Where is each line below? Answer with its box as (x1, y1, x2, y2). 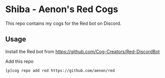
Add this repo (5, 58, 34, 64)
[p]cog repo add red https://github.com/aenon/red (5, 68, 115, 73)
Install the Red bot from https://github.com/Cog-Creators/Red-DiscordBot (5, 48, 160, 54)
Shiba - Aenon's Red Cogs (5, 4, 119, 15)
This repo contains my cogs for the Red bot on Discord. (5, 20, 122, 26)
